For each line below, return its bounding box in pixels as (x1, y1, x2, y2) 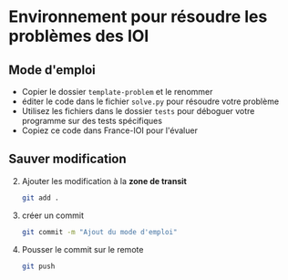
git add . (21, 193, 60, 202)
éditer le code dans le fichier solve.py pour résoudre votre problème (21, 96, 280, 107)
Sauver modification (8, 151, 127, 167)
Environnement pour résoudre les (8, 6, 268, 27)
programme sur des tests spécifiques (21, 116, 163, 126)
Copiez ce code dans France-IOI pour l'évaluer (21, 125, 198, 136)
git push (21, 262, 56, 271)
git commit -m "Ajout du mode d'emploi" (21, 227, 178, 236)
